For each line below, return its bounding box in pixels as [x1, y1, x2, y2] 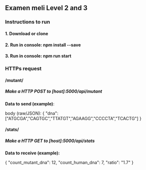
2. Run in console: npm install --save [5, 42, 81, 48]
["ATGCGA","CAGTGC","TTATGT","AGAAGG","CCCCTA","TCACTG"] [5, 115, 139, 121]
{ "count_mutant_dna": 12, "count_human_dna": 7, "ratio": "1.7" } [5, 160, 134, 166]
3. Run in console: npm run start [5, 53, 72, 59]
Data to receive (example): [5, 150, 60, 156]
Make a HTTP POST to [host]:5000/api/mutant [5, 88, 103, 94]
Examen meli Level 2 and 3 [5, 4, 88, 12]
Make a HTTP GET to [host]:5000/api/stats [5, 138, 95, 144]
